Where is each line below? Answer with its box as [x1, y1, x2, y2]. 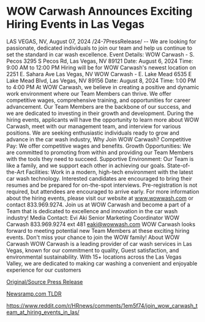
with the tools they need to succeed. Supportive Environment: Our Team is [6, 155, 194, 162]
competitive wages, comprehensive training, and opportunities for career [6, 96, 191, 104]
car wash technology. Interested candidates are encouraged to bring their [6, 175, 193, 182]
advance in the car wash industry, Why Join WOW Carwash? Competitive [6, 135, 192, 143]
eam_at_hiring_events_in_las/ [6, 308, 80, 316]
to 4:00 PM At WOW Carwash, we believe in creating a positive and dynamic [6, 83, 199, 90]
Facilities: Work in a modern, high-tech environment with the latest [25, 168, 193, 176]
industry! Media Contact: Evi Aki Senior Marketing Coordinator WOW [6, 214, 179, 221]
